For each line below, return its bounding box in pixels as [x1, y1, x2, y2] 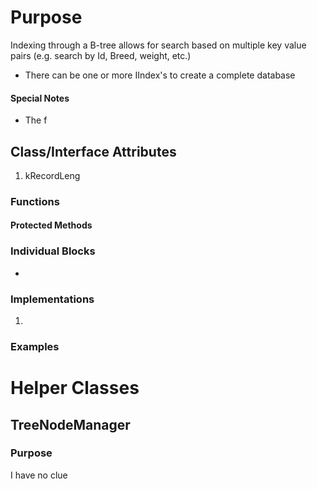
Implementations [10, 292, 95, 306]
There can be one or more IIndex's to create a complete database [24, 69, 296, 81]
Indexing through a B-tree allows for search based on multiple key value [10, 39, 307, 51]
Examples [10, 339, 60, 353]
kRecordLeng [24, 169, 81, 181]
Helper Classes [10, 377, 140, 400]
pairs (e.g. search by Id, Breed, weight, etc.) [10, 49, 192, 61]
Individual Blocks [10, 244, 96, 258]
